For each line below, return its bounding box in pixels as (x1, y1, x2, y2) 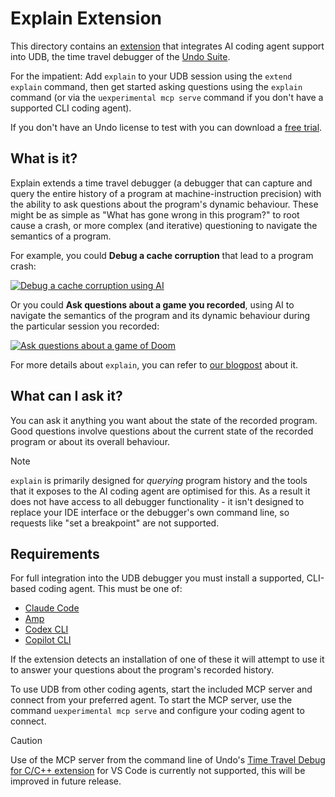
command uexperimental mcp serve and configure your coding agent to (10, 705, 305, 717)
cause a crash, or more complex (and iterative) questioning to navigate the (10, 219, 318, 231)
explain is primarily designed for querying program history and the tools (10, 474, 308, 486)
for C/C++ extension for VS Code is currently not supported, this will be (10, 765, 306, 777)
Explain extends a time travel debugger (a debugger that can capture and (10, 177, 313, 189)
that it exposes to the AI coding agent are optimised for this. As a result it (10, 485, 311, 497)
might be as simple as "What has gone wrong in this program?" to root (10, 208, 300, 221)
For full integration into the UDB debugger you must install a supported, (10, 572, 305, 584)
